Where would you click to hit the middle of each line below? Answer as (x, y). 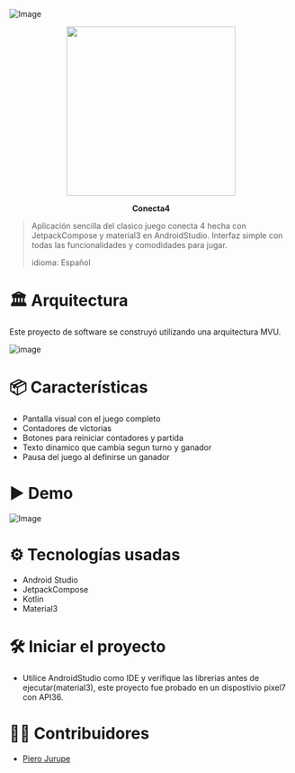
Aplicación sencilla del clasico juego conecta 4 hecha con (139, 226)
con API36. (43, 697)
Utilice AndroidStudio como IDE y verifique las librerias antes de (141, 677)
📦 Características (79, 387)
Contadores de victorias (67, 428)
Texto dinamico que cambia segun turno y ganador (117, 447)
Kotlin (33, 599)
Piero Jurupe (46, 759)
